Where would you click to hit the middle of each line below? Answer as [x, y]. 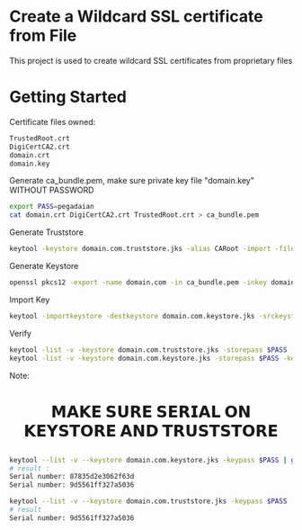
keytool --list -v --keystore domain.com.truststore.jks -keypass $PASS [148, 501]
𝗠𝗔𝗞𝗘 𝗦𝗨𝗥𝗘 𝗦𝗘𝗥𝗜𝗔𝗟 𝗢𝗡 [151, 412]
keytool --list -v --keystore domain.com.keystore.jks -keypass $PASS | [148, 460]
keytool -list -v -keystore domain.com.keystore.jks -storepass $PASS [144, 358]
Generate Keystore [44, 266]
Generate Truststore [46, 232]
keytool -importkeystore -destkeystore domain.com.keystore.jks [132, 316]
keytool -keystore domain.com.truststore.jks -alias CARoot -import [140, 249]
